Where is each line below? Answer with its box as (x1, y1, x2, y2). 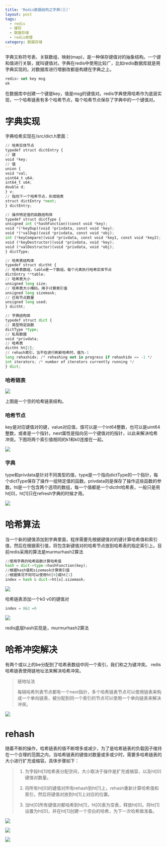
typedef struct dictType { (5, 217, 61, 222)
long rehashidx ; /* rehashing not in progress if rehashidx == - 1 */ (5, 355, 153, 360)
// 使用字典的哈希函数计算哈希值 (5, 558, 62, 564)
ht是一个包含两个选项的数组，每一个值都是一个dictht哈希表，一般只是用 (13, 484, 161, 490)
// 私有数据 (5, 331, 27, 337)
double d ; (5, 185, 26, 190)
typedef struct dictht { (5, 263, 57, 268)
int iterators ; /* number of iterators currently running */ (5, 359, 135, 364)
